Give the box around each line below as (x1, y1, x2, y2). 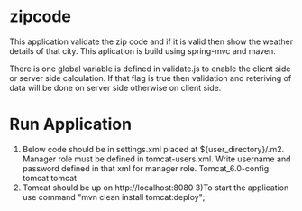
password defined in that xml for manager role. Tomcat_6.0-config (22, 162, 270, 173)
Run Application (9, 115, 133, 134)
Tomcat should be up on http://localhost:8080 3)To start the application (22, 182, 289, 193)
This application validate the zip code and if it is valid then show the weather (9, 36, 294, 47)
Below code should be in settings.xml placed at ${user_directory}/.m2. (22, 143, 285, 154)
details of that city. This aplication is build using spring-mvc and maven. (9, 45, 277, 56)
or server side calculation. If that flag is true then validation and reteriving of (9, 72, 292, 83)
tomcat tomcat (22, 172, 78, 183)
